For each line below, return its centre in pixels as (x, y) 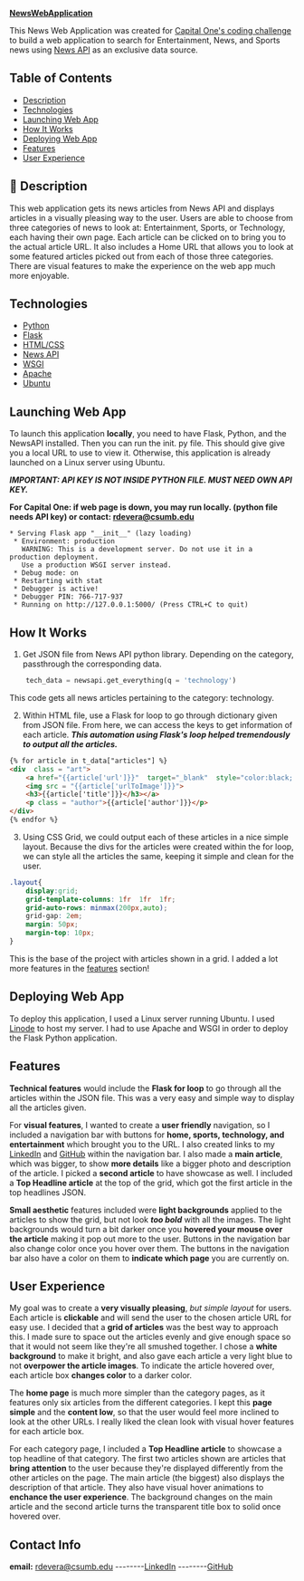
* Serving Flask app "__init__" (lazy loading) (101, 533)
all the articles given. (48, 1107)
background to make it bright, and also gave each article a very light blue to (151, 1356)
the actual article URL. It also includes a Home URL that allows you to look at (152, 246)
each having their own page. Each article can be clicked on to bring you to (148, 237)
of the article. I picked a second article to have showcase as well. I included (151, 1173)
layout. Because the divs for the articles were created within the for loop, (158, 847)
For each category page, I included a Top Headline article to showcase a (146, 1449)
